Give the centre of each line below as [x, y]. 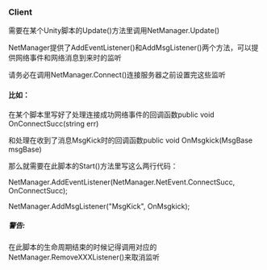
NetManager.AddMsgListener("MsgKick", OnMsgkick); [99, 206]
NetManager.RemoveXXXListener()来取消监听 [84, 257]
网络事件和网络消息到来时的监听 [68, 58]
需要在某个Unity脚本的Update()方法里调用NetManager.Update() [114, 31]
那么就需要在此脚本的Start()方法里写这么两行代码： [93, 166]
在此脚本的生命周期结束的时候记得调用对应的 [83, 247]
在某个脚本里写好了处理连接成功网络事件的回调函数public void [112, 114]
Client [20, 12]
